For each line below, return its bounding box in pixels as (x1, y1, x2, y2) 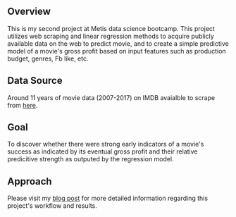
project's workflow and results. (7, 201, 97, 210)
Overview (7, 6, 51, 18)
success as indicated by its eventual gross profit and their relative (7, 147, 198, 156)
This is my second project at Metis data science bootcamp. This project (7, 24, 215, 32)
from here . (7, 101, 38, 109)
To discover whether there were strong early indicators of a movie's (7, 140, 204, 149)
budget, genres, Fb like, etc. (7, 54, 89, 63)
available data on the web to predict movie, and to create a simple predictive (7, 39, 229, 48)
